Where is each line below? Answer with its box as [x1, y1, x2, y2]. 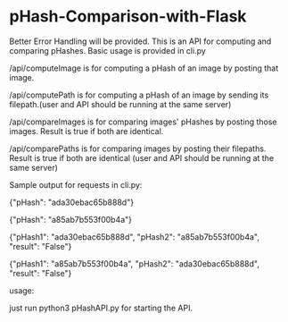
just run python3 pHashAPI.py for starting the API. [9, 302, 193, 313]
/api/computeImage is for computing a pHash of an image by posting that [9, 63, 279, 73]
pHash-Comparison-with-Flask [9, 6, 247, 27]
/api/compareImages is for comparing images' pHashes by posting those [9, 116, 278, 127]
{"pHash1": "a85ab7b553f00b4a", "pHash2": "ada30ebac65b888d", [9, 258, 260, 269]
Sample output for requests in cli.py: [9, 179, 143, 190]
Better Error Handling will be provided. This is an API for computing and [9, 36, 272, 47]
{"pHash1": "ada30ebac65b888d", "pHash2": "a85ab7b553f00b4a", [9, 231, 260, 242]
